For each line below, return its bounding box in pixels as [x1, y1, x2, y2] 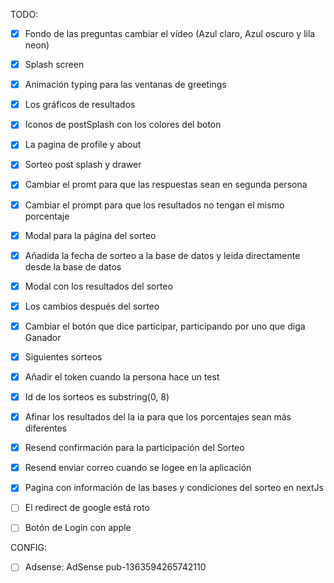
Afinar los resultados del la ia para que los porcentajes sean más [24, 411, 292, 423]
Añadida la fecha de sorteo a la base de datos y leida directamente [24, 249, 301, 261]
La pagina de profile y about [24, 139, 142, 151]
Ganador [24, 331, 62, 343]
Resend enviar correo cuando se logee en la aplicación [24, 462, 252, 474]
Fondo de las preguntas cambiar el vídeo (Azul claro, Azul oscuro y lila [24, 28, 316, 39]
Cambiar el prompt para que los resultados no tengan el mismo [24, 199, 285, 211]
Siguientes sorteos [24, 350, 103, 363]
